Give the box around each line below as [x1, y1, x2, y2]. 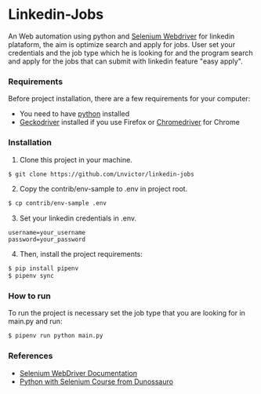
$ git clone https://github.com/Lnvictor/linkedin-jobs [8, 170, 194, 178]
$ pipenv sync [8, 272, 55, 280]
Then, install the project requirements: [19, 250, 143, 259]
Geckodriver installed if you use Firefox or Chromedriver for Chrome [19, 118, 241, 127]
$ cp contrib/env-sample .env [8, 199, 107, 207]
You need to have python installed [19, 109, 130, 119]
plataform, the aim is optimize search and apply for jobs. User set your [8, 39, 236, 49]
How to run [8, 290, 51, 301]
